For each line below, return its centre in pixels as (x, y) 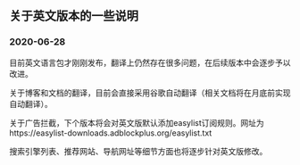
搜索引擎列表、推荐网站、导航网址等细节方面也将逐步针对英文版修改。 (138, 151)
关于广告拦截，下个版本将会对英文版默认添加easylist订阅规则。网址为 (137, 122)
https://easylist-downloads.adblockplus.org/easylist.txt (111, 133)
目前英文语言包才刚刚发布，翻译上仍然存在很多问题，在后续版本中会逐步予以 (150, 62)
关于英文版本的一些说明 (74, 16)
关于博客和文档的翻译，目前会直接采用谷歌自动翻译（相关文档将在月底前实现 (150, 93)
